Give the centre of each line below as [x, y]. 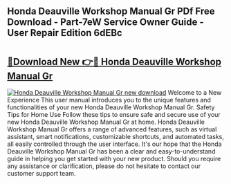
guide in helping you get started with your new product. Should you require [114, 159]
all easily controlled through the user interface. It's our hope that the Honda [114, 144]
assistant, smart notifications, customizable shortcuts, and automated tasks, [116, 137]
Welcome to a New [195, 92]
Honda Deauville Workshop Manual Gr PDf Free [111, 11]
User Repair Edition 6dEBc [65, 33]
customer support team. [41, 173]
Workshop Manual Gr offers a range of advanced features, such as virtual [112, 129]
